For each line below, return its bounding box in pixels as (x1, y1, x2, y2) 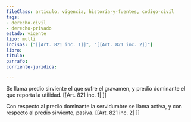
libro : (6, 47, 23, 53)
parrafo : (6, 58, 28, 64)
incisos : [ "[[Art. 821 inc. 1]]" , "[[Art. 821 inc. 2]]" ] (6, 42, 153, 48)
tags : (6, 14, 20, 20)
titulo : (6, 53, 26, 59)
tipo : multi (6, 36, 36, 42)
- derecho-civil (6, 20, 46, 25)
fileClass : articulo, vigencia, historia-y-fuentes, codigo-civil (6, 8, 174, 15)
